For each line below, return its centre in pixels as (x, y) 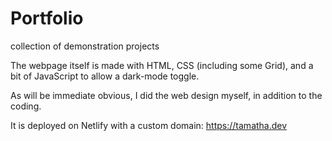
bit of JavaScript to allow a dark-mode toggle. (105, 76)
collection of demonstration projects (85, 46)
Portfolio (47, 18)
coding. (26, 106)
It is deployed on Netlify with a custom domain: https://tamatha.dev (149, 125)
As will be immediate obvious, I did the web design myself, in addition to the (166, 95)
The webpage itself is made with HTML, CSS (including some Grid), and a (162, 65)
